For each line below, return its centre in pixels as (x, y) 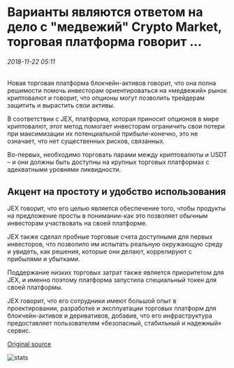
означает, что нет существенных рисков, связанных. (86, 141)
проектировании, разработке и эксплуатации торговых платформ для (112, 309)
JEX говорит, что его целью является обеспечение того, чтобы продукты (116, 208)
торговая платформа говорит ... (105, 42)
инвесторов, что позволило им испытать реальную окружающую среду (115, 244)
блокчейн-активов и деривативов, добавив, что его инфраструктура (110, 316)
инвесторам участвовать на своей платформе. (78, 223)
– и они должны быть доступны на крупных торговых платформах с (108, 162)
